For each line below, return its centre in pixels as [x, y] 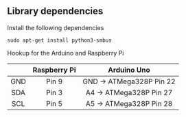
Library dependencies [55, 11]
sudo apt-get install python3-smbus [59, 40]
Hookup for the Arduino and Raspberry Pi [66, 53]
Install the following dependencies [56, 27]
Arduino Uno [129, 70]
